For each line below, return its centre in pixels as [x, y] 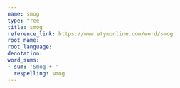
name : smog [23, 14]
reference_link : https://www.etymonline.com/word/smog [90, 34]
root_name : [23, 40]
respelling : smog [39, 73]
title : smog [25, 27]
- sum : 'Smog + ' [33, 67]
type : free [23, 21]
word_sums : [23, 60]
